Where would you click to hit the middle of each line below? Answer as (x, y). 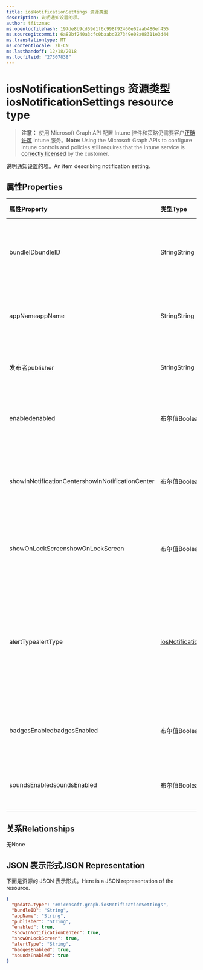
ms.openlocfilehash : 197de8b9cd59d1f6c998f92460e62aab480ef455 (88, 29)
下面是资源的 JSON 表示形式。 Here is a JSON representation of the (90, 881)
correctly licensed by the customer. (65, 153)
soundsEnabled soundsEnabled (53, 785)
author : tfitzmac (28, 23)
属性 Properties (34, 186)
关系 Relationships (40, 828)
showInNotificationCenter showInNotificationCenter (82, 481)
